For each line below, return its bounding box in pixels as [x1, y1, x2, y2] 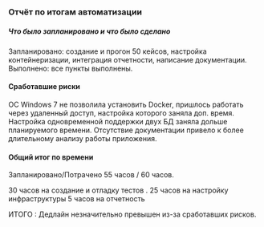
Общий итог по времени [8, 152, 94, 162]
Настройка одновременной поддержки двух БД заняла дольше [8, 117, 228, 127]
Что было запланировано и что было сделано [8, 26, 171, 36]
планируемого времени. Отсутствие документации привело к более [8, 125, 245, 135]
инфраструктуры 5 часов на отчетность [8, 194, 146, 204]
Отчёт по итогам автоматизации [8, 6, 143, 18]
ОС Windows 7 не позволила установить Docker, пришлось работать [8, 99, 244, 110]
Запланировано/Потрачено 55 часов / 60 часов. [8, 170, 174, 180]
